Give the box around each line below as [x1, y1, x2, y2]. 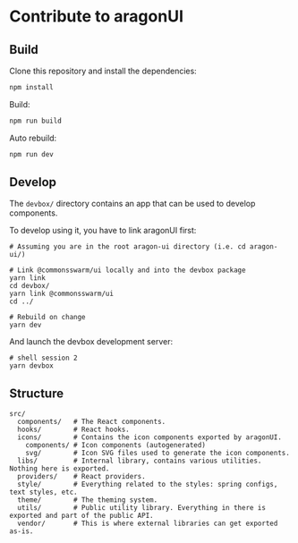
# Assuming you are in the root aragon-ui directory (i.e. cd [9, 242, 246, 251]
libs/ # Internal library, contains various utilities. [17, 456, 262, 466]
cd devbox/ [9, 282, 50, 291]
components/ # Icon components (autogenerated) [25, 441, 206, 450]
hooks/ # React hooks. [17, 425, 130, 435]
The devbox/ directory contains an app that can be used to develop [9, 199, 256, 209]
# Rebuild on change [9, 313, 87, 322]
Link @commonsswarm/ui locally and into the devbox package [17, 266, 246, 275]
